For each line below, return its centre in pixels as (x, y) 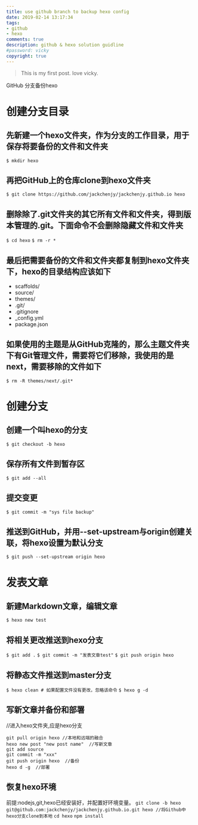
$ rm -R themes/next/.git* (40, 381)
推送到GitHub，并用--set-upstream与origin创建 (95, 531)
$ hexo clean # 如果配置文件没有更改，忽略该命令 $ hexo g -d (77, 690)
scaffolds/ (27, 286)
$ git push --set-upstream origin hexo (56, 557)
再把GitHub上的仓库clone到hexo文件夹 (78, 180)
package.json (32, 324)
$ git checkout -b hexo (36, 444)
